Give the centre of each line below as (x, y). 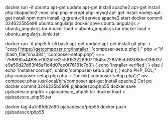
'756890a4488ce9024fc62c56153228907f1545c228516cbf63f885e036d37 (84, 59)
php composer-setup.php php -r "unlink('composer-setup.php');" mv (76, 76)
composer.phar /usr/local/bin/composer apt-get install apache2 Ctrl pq (78, 81)
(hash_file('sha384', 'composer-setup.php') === (55, 54)
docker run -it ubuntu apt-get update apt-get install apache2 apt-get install (83, 7)
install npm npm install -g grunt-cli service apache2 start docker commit (88, 18)
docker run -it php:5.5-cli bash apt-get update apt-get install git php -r (78, 44)
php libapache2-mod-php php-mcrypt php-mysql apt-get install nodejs (79, 13)
